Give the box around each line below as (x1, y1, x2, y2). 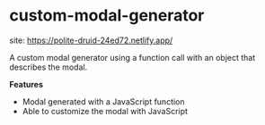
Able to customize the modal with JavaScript (22, 105, 189, 116)
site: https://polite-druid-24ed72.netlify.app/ (9, 35, 173, 46)
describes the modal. (9, 62, 88, 72)
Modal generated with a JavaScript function (22, 96, 186, 107)
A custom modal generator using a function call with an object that (9, 52, 256, 62)
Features (9, 79, 43, 89)
